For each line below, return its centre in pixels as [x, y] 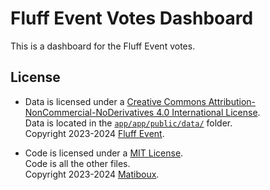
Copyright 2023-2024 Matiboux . [92, 174]
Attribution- [232, 101]
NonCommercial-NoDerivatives [89, 112]
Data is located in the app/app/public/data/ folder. [128, 123]
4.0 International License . [208, 112]
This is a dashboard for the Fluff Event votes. [103, 46]
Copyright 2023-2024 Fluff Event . [94, 133]
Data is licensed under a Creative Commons [115, 101]
